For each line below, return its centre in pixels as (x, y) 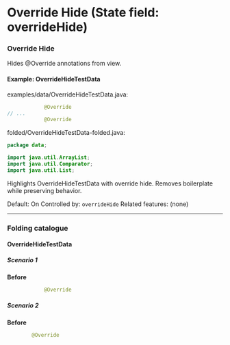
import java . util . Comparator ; (50, 164)
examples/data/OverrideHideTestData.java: (68, 94)
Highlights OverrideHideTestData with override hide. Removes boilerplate (110, 183)
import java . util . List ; (41, 170)
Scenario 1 (22, 260)
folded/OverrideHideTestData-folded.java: (66, 133)
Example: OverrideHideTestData (54, 79)
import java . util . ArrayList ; (49, 158)
